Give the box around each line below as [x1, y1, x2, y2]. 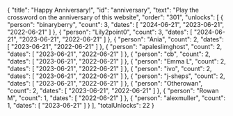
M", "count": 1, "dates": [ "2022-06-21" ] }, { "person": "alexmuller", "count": [7, 94, 226, 102]
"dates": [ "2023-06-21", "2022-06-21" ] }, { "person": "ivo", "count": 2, [7, 65, 212, 72]
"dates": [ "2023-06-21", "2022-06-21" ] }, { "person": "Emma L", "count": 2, [7, 57, 226, 65]
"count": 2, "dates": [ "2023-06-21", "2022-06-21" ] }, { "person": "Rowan [7, 86, 219, 95]
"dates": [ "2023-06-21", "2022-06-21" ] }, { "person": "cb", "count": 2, [7, 50, 211, 58]
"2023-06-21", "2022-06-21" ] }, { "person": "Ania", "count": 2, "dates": [19, 35, 224, 43]
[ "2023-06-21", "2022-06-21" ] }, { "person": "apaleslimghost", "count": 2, [7, 43, 223, 50]
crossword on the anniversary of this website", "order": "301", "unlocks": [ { [7, 13, 224, 21]
